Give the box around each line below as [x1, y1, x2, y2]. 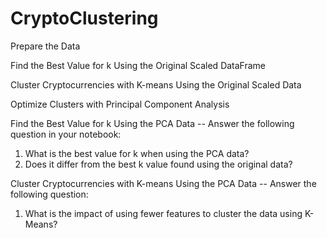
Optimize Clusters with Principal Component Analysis [10, 98, 230, 110]
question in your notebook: [10, 128, 122, 140]
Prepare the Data [10, 40, 81, 52]
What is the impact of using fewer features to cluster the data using [24, 207, 303, 219]
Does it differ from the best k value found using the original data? [24, 158, 293, 170]
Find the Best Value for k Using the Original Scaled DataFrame [10, 59, 267, 71]
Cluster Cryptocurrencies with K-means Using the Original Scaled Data [10, 78, 302, 91]
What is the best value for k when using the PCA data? [24, 147, 250, 159]
